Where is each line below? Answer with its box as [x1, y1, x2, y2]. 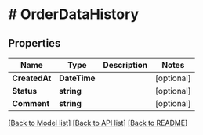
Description [103, 60, 148, 70]
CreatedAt [12, 73, 52, 83]
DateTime [58, 73, 96, 83]
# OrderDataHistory [8, 5, 140, 23]
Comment [12, 98, 50, 108]
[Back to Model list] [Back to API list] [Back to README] [8, 119, 188, 127]
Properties [8, 37, 61, 50]
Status [12, 86, 38, 96]
